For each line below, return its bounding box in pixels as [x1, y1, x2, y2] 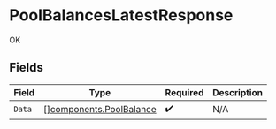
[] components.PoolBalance [42, 103, 157, 116]
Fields [9, 60, 44, 75]
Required [165, 86, 204, 98]
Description [211, 86, 264, 98]
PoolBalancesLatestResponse [9, 5, 234, 26]
